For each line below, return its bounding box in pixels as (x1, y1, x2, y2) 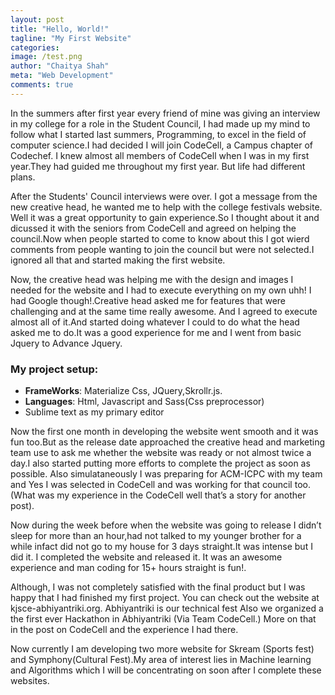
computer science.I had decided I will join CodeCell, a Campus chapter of (10, 139, 314, 151)
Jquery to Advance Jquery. (10, 337, 123, 349)
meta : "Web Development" (10, 71, 114, 81)
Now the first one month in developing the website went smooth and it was (10, 426, 319, 438)
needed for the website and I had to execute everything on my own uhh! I (10, 284, 312, 296)
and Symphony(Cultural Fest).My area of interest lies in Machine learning (10, 654, 312, 666)
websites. (10, 675, 50, 687)
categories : (10, 42, 60, 53)
